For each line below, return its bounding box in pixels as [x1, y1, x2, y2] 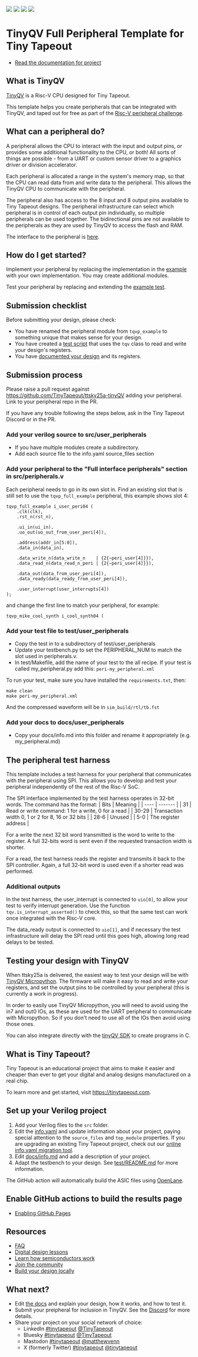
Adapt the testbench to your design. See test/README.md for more [14, 1159, 179, 1166]
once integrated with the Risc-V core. [6, 915, 97, 922]
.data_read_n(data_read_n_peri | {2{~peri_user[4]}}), [16, 560, 154, 566]
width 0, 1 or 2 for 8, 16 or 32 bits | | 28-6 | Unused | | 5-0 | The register [6, 813, 180, 820]
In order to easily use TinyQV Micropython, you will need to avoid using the [6, 1002, 189, 1009]
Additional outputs [6, 882, 61, 891]
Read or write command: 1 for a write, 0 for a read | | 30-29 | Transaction [6, 807, 183, 814]
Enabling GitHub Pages [14, 1209, 71, 1217]
